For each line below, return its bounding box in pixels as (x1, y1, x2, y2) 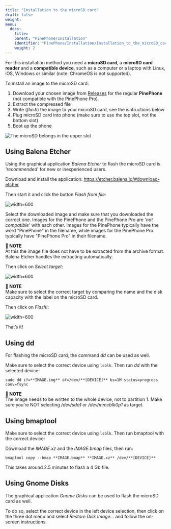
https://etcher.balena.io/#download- (83, 176, 160, 182)
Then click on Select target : (5, 263, 64, 270)
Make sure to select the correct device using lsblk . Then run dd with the (5, 362, 158, 368)
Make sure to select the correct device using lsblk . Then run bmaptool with (5, 430, 164, 437)
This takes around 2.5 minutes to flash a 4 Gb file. (5, 464, 110, 470)
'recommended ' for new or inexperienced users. (5, 166, 107, 173)
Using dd (5, 339, 35, 347)
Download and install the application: (5, 176, 83, 182)
